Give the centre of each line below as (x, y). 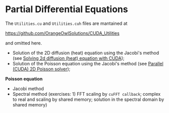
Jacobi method (28, 88)
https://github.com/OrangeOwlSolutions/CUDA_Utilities (62, 33)
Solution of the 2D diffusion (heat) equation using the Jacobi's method (86, 53)
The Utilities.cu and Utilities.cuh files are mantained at (66, 23)
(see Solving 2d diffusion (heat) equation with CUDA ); (68, 58)
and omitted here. (24, 43)
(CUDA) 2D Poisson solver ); (41, 69)
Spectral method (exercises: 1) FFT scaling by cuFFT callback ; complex (87, 94)
